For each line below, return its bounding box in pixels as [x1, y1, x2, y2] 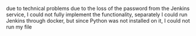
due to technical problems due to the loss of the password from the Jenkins [6, 5, 190, 12]
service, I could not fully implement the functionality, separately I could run [6, 11, 188, 18]
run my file [6, 23, 32, 30]
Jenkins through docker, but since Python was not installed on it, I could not [6, 17, 190, 24]
